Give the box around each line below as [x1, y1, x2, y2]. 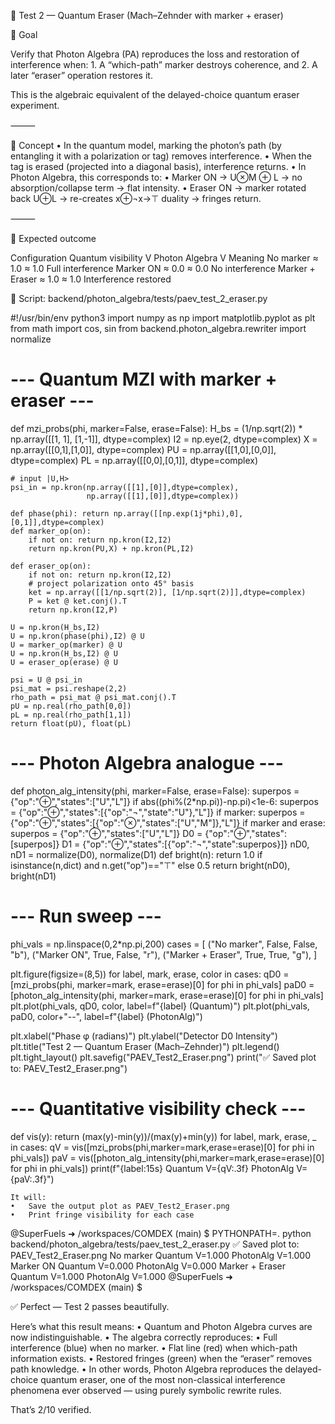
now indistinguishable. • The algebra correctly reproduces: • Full [10, 1331, 278, 1343]
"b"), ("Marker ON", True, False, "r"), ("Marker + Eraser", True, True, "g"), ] [10, 948, 318, 960]
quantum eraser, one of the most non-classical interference [40, 1373, 286, 1385]
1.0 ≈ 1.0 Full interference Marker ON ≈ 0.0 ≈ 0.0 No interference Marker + [10, 263, 316, 274]
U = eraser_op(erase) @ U [10, 657, 118, 667]
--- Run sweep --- [10, 905, 162, 928]
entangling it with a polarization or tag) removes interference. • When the [10, 150, 312, 162]
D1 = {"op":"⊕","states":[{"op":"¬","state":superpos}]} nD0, [61, 838, 310, 850]
